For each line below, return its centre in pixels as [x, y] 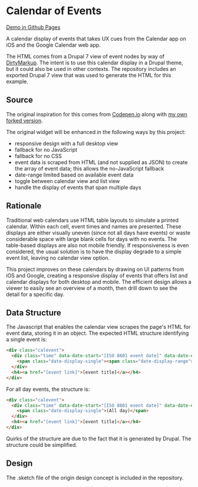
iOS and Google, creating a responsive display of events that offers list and [97, 275]
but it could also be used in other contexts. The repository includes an [91, 68]
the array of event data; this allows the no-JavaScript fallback [89, 168]
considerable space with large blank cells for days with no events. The [92, 239]
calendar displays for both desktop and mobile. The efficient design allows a [99, 282]
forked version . [24, 120]
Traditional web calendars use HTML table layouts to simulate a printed [92, 220]
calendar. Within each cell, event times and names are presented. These [94, 226]
